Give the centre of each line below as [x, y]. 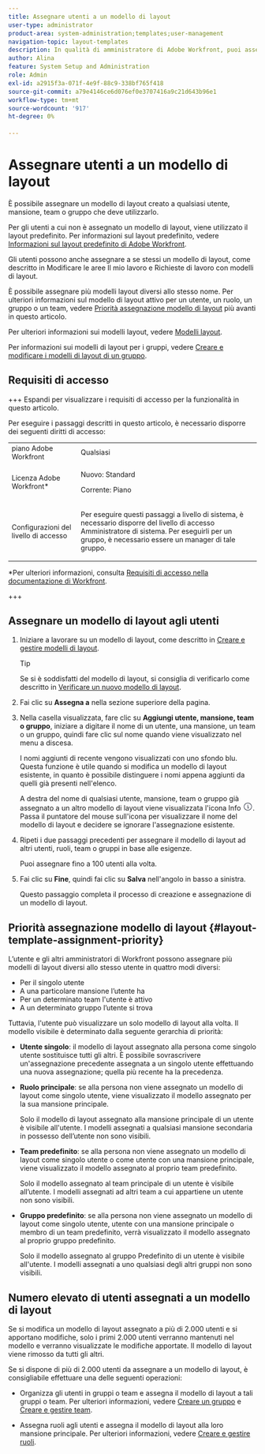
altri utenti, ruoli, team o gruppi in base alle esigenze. [106, 849]
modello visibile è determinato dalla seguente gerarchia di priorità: [116, 1032]
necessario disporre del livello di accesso [148, 523]
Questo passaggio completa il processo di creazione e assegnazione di [135, 894]
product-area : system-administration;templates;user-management [116, 33]
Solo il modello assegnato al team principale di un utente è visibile [127, 1183]
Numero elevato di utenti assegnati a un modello [129, 1297]
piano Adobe [32, 448]
